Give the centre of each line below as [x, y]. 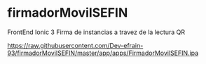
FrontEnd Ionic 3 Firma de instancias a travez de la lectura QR [96, 32]
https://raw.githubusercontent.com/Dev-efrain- [75, 45]
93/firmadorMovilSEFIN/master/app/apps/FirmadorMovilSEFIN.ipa [103, 53]
